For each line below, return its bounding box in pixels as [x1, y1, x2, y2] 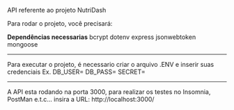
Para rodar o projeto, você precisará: [7, 19, 113, 27]
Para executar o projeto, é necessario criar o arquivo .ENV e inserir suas [7, 61, 214, 68]
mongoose [7, 40, 38, 48]
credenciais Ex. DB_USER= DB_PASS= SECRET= [7, 68, 146, 76]
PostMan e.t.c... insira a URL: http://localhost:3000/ [7, 95, 155, 103]
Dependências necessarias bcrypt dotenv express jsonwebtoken [7, 33, 196, 41]
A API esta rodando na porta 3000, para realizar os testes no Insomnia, [7, 88, 211, 96]
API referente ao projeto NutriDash [7, 6, 107, 14]
